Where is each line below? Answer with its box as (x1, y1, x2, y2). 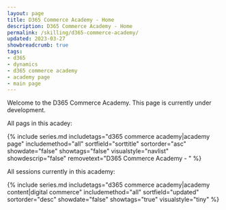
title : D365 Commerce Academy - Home (7, 16, 115, 23)
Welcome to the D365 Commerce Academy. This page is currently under (7, 99, 212, 107)
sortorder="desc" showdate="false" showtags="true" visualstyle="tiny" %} (7, 196, 220, 204)
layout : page (7, 10, 44, 17)
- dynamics (7, 61, 38, 68)
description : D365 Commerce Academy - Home (7, 23, 133, 29)
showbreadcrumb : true (7, 42, 69, 49)
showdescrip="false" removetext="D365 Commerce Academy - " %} (7, 155, 202, 163)
